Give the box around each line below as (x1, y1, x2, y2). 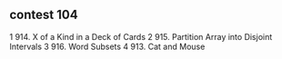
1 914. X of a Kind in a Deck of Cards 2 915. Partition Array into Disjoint (9, 31, 273, 42)
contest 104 (9, 7, 79, 23)
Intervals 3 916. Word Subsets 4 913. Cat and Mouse (9, 41, 206, 52)
